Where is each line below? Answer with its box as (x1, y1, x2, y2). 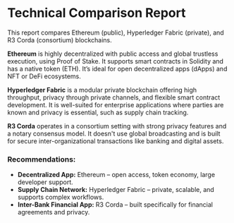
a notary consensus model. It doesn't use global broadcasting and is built (7, 129, 221, 138)
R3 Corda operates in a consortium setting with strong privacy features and (7, 121, 227, 130)
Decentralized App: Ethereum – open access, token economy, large (17, 171, 216, 179)
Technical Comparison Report (7, 5, 186, 21)
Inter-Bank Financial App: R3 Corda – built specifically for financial (17, 200, 214, 209)
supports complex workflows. (17, 193, 104, 202)
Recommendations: (7, 154, 76, 164)
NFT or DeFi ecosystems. (7, 72, 81, 80)
